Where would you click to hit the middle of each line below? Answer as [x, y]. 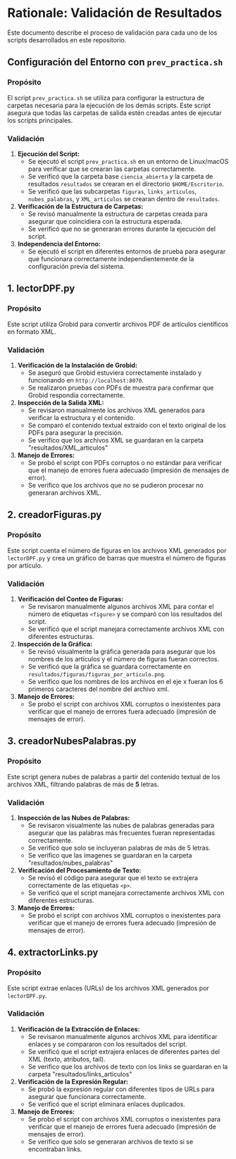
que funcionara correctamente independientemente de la [111, 258]
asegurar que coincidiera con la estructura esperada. [105, 221]
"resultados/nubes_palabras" [70, 863]
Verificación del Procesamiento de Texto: [79, 870]
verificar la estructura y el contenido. [81, 417]
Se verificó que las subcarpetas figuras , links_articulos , [112, 191]
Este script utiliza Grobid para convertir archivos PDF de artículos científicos [118, 324]
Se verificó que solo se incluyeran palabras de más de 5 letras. [119, 848]
